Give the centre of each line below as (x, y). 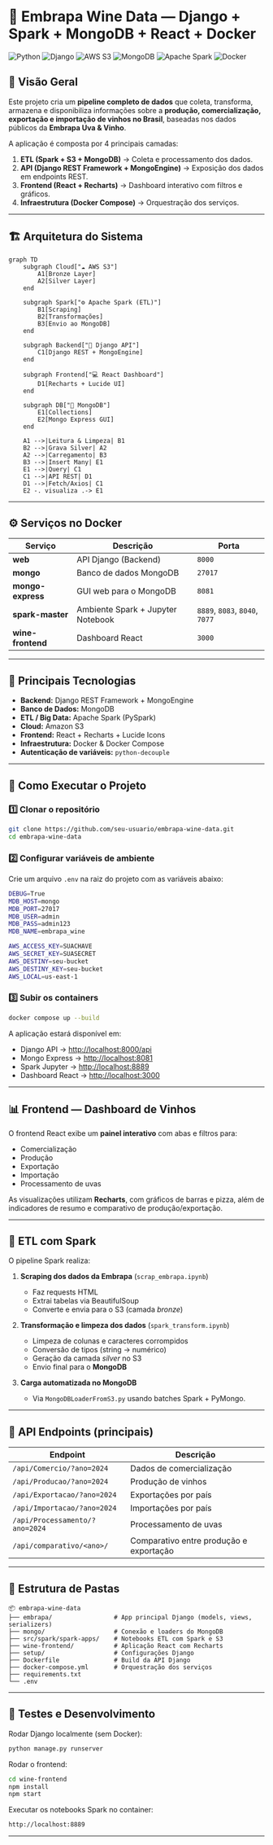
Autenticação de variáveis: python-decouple (95, 752)
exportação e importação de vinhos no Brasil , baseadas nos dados (123, 119)
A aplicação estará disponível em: (65, 1033)
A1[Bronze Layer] (67, 274)
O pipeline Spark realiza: (50, 1260)
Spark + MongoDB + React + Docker (132, 34)
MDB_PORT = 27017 (34, 909)
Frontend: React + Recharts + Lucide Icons (93, 735)
